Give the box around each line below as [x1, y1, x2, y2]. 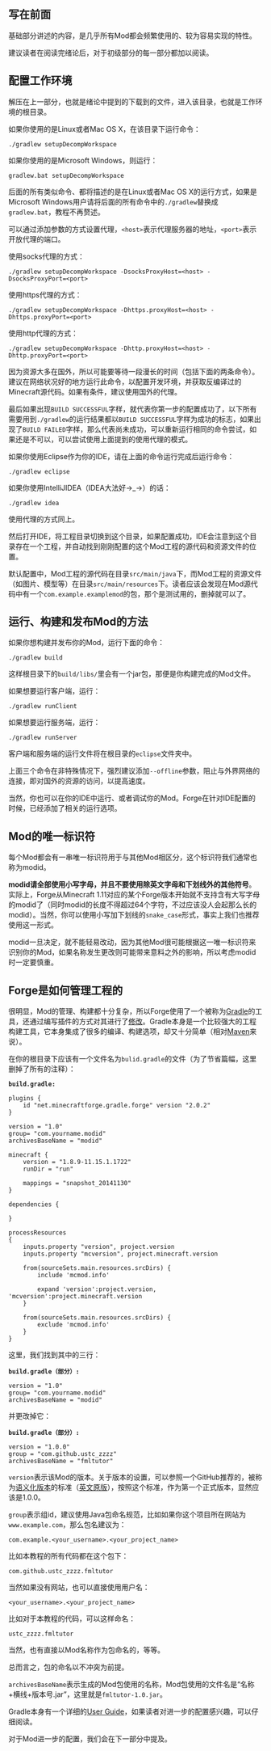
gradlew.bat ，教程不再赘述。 [8, 207, 105, 217]
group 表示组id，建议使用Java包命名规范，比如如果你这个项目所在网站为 [8, 1510, 247, 1520]
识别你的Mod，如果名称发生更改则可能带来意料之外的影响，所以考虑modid [8, 947, 256, 957]
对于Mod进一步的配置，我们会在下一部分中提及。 [8, 1734, 172, 1744]
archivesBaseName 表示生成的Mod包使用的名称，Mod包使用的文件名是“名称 [8, 1680, 255, 1690]
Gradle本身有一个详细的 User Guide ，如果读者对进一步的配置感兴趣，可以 [8, 1707, 252, 1716]
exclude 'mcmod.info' [37, 1321, 110, 1329]
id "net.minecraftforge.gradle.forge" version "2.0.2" [23, 1102, 211, 1110]
